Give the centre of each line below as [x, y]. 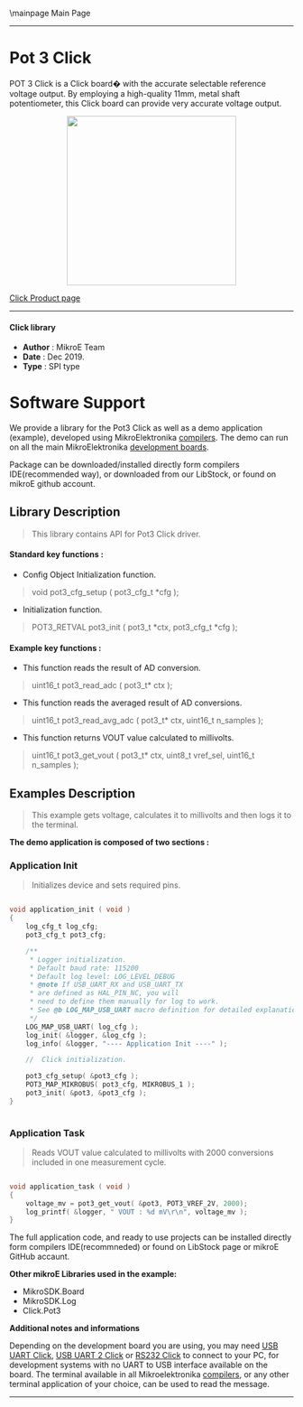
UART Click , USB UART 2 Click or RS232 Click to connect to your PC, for [144, 1356]
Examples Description [73, 793]
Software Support [78, 403]
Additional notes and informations [74, 1328]
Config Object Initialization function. [89, 575]
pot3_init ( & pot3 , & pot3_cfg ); [86, 1093]
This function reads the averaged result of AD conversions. [132, 703]
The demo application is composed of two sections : [110, 843]
